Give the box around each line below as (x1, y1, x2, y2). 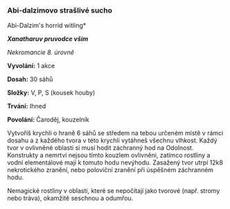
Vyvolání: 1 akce (7, 62, 55, 70)
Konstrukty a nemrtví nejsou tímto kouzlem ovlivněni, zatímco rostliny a (7, 151, 211, 160)
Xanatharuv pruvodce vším (7, 35, 89, 43)
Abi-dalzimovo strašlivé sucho (7, 6, 113, 15)
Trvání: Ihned (7, 102, 46, 110)
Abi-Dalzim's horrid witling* (7, 22, 87, 30)
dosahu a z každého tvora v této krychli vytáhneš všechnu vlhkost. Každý (7, 136, 218, 144)
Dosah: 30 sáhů (7, 75, 53, 83)
